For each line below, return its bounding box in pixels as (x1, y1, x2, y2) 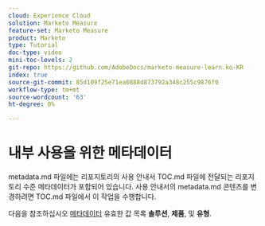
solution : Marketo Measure (8, 19, 98, 27)
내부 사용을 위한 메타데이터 (8, 144, 173, 162)
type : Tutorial (8, 41, 59, 49)
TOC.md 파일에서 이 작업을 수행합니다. (35, 192, 157, 201)
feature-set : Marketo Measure (8, 26, 109, 34)
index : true (8, 71, 48, 79)
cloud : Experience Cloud (8, 11, 91, 20)
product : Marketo (8, 33, 66, 42)
